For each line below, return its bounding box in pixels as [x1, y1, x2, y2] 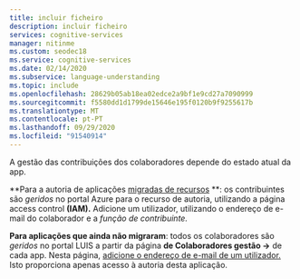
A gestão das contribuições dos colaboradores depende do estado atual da [9, 156, 292, 167]
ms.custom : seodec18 [9, 47, 88, 56]
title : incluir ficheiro [9, 13, 103, 23]
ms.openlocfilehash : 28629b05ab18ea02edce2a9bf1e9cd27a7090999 [9, 89, 254, 98]
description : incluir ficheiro [9, 22, 128, 31]
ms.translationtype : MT [9, 106, 100, 115]
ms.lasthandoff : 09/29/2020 [9, 124, 116, 133]
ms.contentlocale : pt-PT [9, 115, 103, 124]
